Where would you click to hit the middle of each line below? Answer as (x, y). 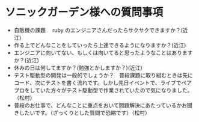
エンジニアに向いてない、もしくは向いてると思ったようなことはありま (100, 52)
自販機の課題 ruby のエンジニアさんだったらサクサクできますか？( (98, 30)
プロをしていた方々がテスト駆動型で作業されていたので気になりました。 (103, 90)
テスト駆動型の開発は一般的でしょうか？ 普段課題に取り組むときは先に (103, 75)
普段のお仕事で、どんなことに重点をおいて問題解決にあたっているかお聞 (103, 105)
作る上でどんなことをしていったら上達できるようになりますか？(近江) (100, 45)
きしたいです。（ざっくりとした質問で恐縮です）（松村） (82, 112)
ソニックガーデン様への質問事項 (84, 12)
